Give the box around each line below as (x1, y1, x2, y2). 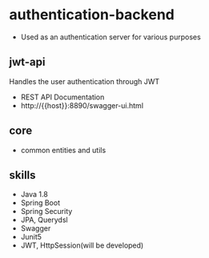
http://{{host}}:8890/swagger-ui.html (20, 100, 143, 110)
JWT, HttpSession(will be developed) (20, 240, 144, 250)
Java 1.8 (20, 190, 49, 200)
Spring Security (20, 207, 73, 216)
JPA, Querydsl (20, 215, 68, 225)
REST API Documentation (20, 92, 105, 102)
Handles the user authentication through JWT (9, 76, 160, 86)
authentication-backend (9, 6, 175, 24)
